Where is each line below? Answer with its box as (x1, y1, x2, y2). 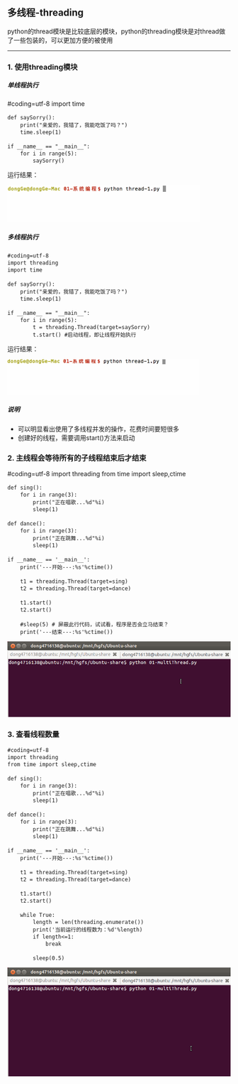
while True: (20, 912, 55, 919)
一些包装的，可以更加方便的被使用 (13, 36, 113, 44)
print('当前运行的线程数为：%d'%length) (33, 926, 143, 933)
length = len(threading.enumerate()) (33, 919, 144, 926)
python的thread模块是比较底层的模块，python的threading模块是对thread (7, 27, 220, 36)
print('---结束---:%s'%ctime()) (20, 628, 113, 635)
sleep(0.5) (33, 955, 65, 962)
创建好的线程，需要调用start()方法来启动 (17, 433, 135, 442)
